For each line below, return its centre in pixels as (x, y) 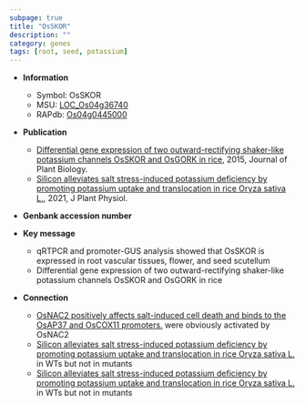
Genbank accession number (77, 216)
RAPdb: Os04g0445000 (81, 115)
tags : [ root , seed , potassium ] (69, 52)
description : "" (40, 35)
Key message (49, 234)
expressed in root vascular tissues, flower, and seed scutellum (153, 261)
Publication (45, 132)
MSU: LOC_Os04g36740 (82, 105)
